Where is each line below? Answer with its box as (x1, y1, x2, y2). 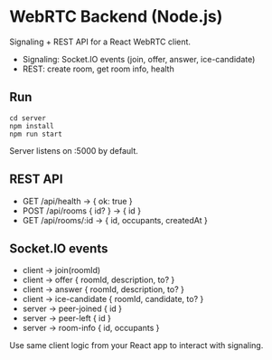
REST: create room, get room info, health (22, 63, 174, 74)
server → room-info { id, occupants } (22, 323, 160, 334)
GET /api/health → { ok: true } (22, 195, 133, 206)
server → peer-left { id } (22, 313, 111, 324)
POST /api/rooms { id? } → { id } (22, 205, 142, 216)
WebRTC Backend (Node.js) (9, 6, 223, 27)
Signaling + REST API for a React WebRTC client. (9, 36, 192, 47)
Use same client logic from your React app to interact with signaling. (9, 340, 264, 351)
